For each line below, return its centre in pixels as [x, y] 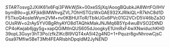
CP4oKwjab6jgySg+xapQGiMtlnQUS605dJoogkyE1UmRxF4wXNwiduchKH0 [85, 28]
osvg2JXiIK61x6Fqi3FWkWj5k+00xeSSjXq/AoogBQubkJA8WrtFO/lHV [92, 7]
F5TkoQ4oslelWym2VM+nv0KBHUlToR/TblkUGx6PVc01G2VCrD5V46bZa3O [85, 18]
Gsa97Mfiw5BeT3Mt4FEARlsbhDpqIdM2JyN [52, 39]
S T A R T [12, 7]
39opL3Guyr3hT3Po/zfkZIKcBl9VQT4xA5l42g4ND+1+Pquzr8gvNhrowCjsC [84, 34]
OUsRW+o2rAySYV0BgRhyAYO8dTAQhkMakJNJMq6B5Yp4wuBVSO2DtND [84, 23]
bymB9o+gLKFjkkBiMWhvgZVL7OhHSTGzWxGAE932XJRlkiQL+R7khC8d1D [84, 12]
